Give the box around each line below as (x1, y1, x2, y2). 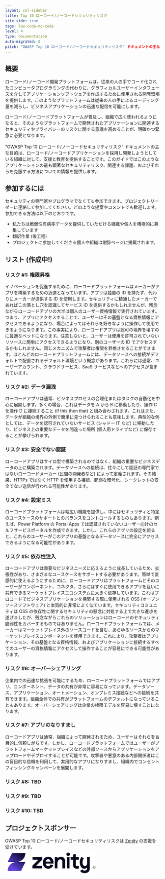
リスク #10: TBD (5, 807, 44, 814)
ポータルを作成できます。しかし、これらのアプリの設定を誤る (30, 527, 156, 533)
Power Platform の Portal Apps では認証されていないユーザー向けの (18, 521, 154, 527)
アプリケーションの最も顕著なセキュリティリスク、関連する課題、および (5, 162, 151, 168)
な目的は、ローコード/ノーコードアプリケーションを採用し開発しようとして (5, 150, 157, 155)
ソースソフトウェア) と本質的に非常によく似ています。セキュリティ (5, 602, 141, 608)
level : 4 (5, 29, 23, 34)
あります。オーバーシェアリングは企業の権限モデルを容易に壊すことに (13, 702, 156, 708)
